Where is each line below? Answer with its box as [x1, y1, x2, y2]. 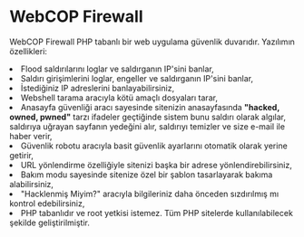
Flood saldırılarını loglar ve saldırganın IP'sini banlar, [21, 63, 215, 74]
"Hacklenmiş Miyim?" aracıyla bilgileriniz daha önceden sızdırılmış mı [21, 188, 279, 199]
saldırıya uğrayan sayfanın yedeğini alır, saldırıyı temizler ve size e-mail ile [9, 120, 286, 132]
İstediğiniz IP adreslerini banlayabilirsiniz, [21, 82, 175, 93]
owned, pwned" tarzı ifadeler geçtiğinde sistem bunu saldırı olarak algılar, [9, 111, 286, 122]
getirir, [9, 149, 34, 160]
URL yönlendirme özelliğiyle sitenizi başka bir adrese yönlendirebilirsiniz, [21, 159, 292, 170]
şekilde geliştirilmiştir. [9, 217, 91, 228]
